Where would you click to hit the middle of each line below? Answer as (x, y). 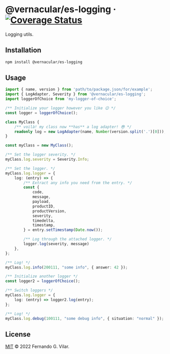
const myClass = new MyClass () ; (39, 145)
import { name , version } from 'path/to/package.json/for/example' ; (79, 90)
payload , (41, 202)
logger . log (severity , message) (56, 244)
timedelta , (44, 220)
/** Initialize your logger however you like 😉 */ (60, 108)
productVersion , (49, 211)
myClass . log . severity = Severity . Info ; (47, 159)
